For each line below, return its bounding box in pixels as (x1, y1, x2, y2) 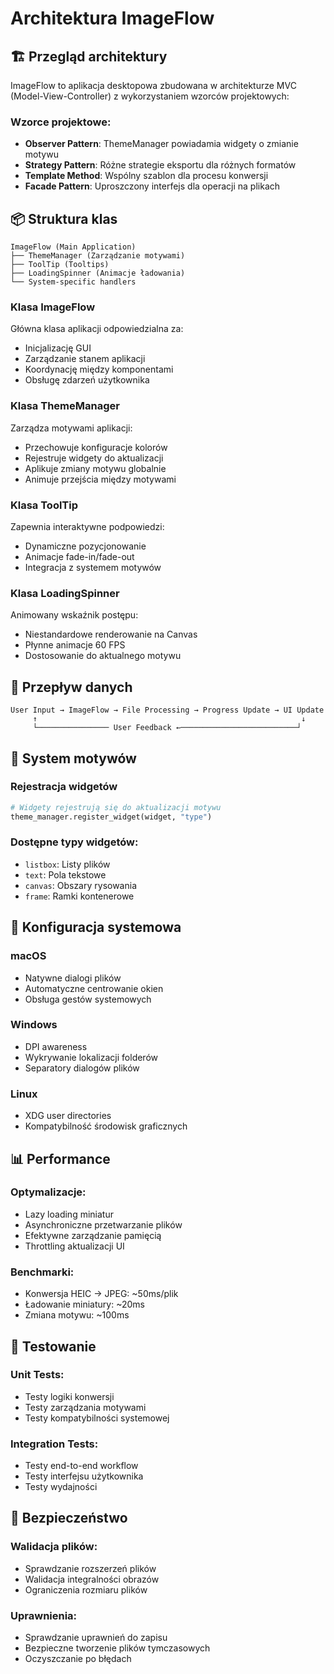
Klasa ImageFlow (10, 300, 96, 314)
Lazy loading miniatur (24, 1208, 114, 1220)
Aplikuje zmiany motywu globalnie (24, 462, 167, 474)
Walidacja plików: (10, 1540, 98, 1554)
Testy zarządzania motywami (24, 1401, 147, 1413)
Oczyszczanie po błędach (24, 1653, 132, 1665)
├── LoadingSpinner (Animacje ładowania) (10, 268, 186, 279)
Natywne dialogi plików (24, 972, 122, 984)
